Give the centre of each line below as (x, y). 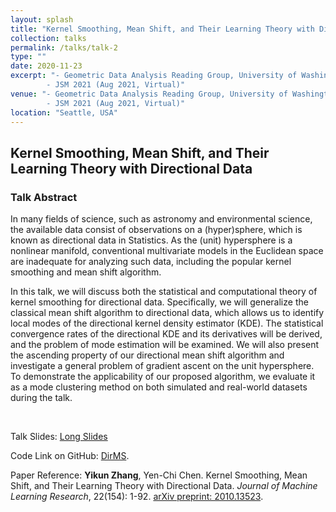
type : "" (28, 57)
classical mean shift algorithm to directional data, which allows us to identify (167, 313)
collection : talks (48, 38)
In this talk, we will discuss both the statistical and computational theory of (164, 292)
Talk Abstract (44, 197)
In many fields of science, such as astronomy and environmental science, (161, 219)
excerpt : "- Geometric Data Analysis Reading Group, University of (154, 76)
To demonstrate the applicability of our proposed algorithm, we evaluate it (163, 377)
